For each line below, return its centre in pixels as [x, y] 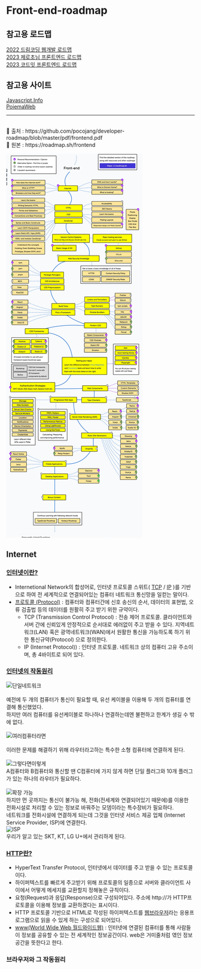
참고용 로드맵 [29, 34]
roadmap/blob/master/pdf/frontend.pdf [54, 137]
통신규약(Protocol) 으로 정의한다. [69, 639]
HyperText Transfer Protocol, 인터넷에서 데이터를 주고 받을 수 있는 [93, 868]
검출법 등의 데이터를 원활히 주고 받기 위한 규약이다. [80, 609]
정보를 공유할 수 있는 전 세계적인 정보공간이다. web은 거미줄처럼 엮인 [101, 935]
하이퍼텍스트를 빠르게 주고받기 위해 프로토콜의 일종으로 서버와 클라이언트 [100, 883]
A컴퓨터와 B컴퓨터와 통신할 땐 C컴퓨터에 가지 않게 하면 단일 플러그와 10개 [92, 771]
